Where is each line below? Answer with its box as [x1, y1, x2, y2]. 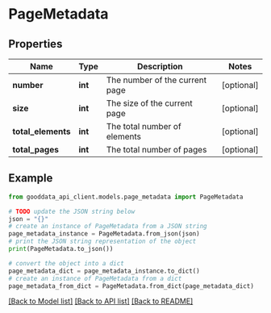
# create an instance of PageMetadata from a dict [8, 274, 182, 282]
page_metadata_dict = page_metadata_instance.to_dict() [8, 267, 200, 275]
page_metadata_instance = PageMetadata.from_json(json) [8, 230, 200, 238]
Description [136, 61, 183, 72]
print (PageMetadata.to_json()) [8, 245, 114, 253]
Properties [8, 37, 63, 51]
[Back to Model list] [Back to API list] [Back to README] [8, 296, 194, 307]
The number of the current [106, 74, 207, 86]
